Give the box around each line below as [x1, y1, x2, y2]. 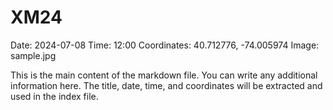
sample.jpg [10, 49, 57, 61]
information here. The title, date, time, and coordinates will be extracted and [10, 79, 323, 91]
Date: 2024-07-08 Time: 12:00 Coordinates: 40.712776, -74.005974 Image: [10, 39, 320, 51]
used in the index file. [10, 90, 99, 102]
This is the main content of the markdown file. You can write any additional [10, 69, 318, 81]
